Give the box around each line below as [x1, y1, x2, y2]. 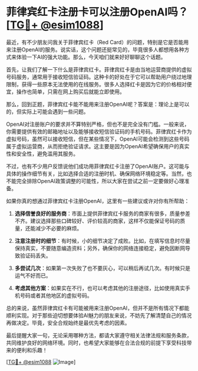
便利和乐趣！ [16, 346, 48, 353]
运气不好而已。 [14, 272, 51, 279]
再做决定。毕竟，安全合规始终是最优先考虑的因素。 [6, 319, 130, 326]
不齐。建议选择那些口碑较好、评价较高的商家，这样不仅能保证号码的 [14, 217, 180, 224]
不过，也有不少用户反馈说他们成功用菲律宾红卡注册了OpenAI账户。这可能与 [6, 162, 190, 170]
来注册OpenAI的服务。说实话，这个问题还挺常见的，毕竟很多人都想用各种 [6, 45, 184, 53]
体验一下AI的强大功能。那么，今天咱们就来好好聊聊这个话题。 [16, 53, 166, 60]
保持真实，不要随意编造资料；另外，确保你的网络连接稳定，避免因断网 [14, 245, 186, 252]
